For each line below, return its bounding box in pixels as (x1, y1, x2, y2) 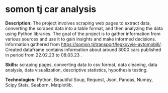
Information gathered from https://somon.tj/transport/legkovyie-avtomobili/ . (5, 41, 162, 47)
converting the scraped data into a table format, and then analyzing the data (5, 25, 163, 31)
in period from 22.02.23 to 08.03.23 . (5, 51, 82, 58)
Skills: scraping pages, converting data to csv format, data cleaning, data (5, 61, 157, 67)
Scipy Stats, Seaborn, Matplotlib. (5, 81, 73, 88)
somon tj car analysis (5, 3, 97, 15)
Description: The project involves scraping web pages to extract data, (5, 20, 151, 26)
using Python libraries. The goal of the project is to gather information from (5, 30, 161, 36)
